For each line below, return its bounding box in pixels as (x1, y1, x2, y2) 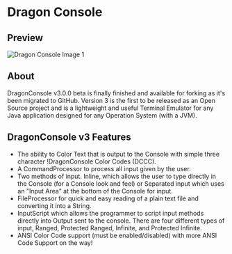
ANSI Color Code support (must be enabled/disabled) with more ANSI (17, 231, 217, 239)
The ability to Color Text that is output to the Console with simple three (17, 150, 220, 158)
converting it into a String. (17, 201, 92, 209)
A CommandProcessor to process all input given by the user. (17, 164, 191, 173)
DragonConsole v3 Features (7, 132, 131, 143)
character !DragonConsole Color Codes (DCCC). (17, 157, 156, 166)
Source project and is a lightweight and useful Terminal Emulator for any (7, 104, 214, 112)
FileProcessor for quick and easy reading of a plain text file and (17, 194, 199, 203)
